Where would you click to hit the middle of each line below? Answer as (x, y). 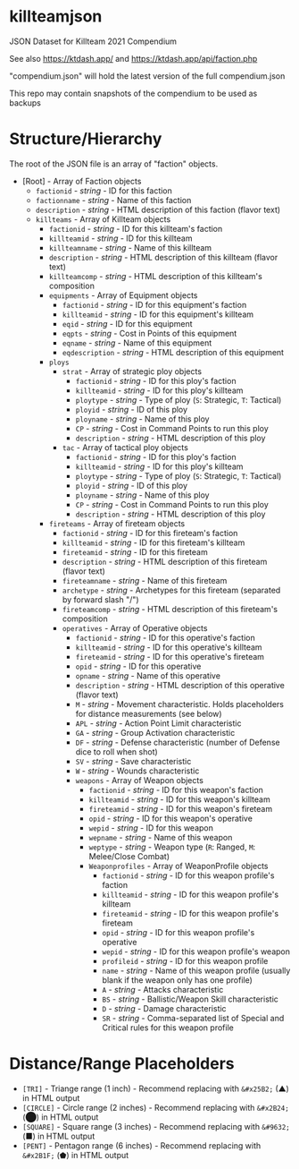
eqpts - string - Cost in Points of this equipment (149, 333)
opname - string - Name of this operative (148, 675)
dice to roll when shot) (116, 751)
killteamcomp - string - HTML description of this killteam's (156, 276)
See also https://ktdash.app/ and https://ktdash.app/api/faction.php (133, 58)
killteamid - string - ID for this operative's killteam (169, 647)
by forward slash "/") (101, 599)
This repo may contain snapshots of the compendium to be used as (133, 93)
